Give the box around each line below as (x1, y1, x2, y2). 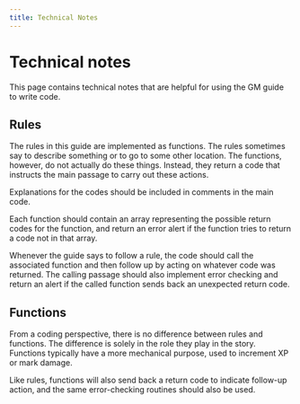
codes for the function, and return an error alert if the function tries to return (9, 224, 292, 234)
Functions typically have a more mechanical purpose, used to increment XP (9, 347, 289, 359)
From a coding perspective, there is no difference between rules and (9, 329, 263, 339)
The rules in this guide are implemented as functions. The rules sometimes (9, 141, 286, 152)
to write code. (9, 91, 61, 101)
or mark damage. (9, 357, 74, 368)
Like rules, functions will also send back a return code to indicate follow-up (9, 374, 287, 386)
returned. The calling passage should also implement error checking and (9, 269, 278, 280)
